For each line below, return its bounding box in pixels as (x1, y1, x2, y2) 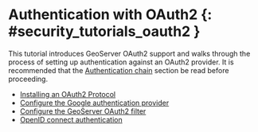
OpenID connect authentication (19, 115, 123, 124)
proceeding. (8, 74, 49, 83)
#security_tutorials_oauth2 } (8, 22, 201, 41)
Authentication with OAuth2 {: (8, 6, 213, 24)
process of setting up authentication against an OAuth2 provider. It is (8, 57, 234, 67)
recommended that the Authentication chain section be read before (8, 65, 229, 75)
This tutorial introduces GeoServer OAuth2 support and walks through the (8, 49, 251, 58)
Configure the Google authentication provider (19, 98, 170, 107)
